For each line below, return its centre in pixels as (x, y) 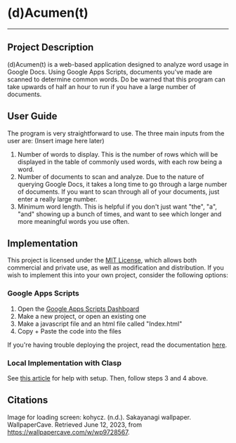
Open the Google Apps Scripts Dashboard (78, 309)
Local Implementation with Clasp (64, 363)
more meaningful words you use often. (73, 221)
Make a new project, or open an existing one (82, 316)
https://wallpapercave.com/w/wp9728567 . (68, 432)
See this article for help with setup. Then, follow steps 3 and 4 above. (108, 378)
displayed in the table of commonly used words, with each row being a (120, 161)
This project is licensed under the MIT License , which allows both (102, 260)
